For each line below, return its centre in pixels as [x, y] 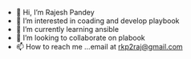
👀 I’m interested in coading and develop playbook [98, 21]
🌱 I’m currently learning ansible [67, 29]
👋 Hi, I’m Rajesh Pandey [55, 12]
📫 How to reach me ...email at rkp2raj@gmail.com [99, 47]
